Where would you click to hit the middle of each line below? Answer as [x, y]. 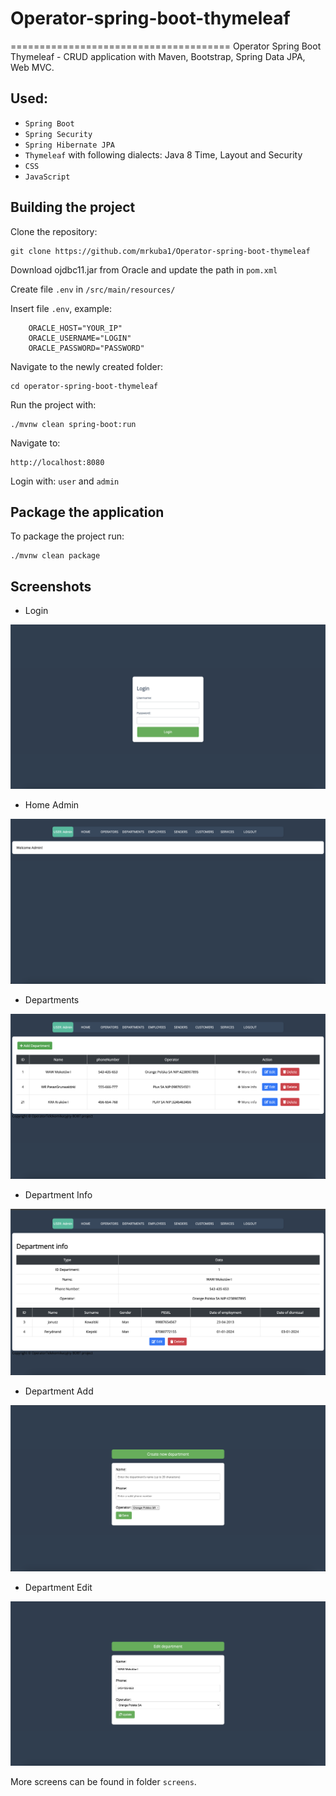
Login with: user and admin [65, 481]
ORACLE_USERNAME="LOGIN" [80, 338]
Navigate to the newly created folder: [86, 366]
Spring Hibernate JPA [69, 145]
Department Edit [58, 1587]
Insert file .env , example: [61, 308]
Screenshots [51, 586]
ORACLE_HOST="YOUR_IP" [75, 328]
